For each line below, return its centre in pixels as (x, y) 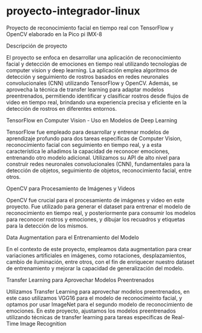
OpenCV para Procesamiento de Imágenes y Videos (71, 188)
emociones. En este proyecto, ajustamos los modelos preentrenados (91, 311)
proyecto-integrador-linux (73, 11)
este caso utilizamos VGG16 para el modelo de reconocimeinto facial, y (94, 298)
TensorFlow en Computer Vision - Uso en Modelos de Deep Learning (92, 120)
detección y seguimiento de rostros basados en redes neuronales (87, 76)
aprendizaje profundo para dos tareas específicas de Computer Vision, (94, 138)
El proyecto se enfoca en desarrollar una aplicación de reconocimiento (94, 57)
